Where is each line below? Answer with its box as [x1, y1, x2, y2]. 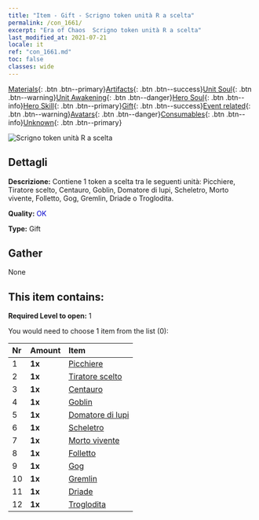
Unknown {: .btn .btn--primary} [23, 117, 122, 127]
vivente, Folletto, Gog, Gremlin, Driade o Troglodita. [8, 194, 174, 203]
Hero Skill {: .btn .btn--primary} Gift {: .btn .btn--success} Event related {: [23, 101, 251, 110]
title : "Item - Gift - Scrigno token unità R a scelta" [8, 11, 195, 20]
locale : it [8, 41, 44, 49]
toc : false [8, 56, 44, 64]
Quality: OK [8, 208, 47, 218]
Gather [8, 246, 43, 260]
